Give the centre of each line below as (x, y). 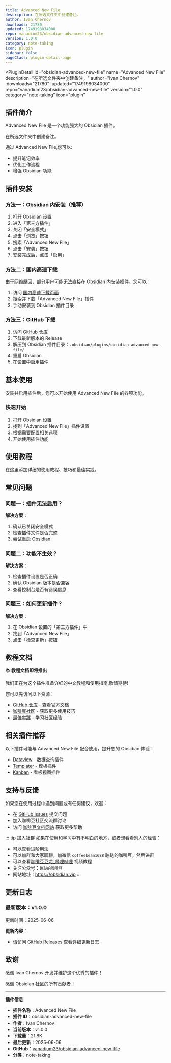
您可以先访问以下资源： (30, 694)
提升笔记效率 (26, 158)
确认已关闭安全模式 (33, 526)
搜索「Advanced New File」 (42, 242)
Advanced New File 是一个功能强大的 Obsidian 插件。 (61, 125)
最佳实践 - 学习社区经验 (37, 718)
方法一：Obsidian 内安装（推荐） (46, 204)
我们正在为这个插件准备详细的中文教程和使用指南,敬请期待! (67, 683)
